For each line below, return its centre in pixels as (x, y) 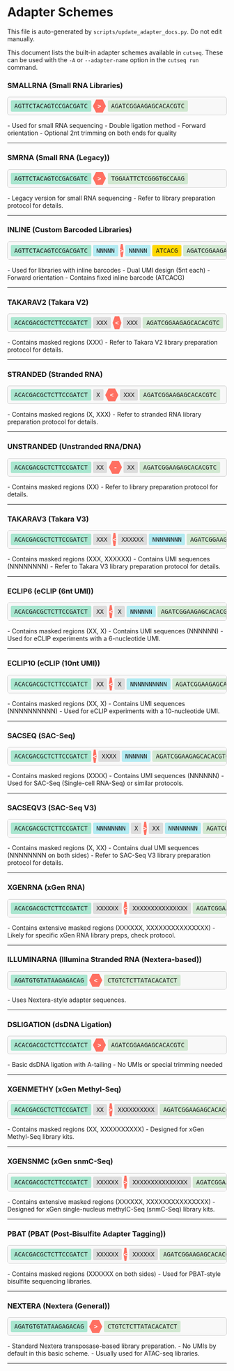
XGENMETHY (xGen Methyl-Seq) (64, 1089)
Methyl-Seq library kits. (41, 1137)
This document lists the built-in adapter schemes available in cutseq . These (115, 52)
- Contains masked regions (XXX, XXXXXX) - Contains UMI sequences (109, 559)
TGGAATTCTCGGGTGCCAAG (148, 178)
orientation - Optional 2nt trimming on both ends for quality (92, 133)
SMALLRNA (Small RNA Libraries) (65, 85)
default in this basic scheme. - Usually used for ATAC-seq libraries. (103, 1354)
